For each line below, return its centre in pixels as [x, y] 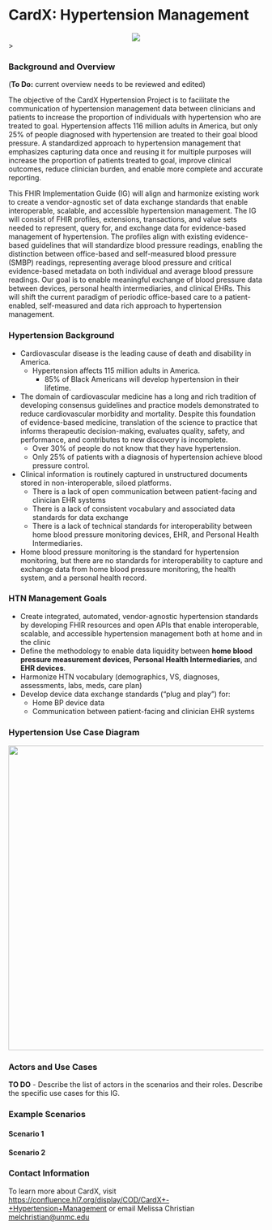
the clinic [35, 642]
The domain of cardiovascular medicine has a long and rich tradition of [138, 396]
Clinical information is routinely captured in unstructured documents [134, 474]
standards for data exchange [80, 517]
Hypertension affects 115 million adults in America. [116, 370]
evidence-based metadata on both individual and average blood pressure [131, 271]
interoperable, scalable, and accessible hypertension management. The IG [132, 211]
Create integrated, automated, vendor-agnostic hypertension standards [139, 616]
